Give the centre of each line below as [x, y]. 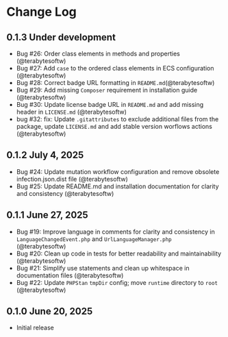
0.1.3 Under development [61, 37]
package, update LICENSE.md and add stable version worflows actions [114, 126]
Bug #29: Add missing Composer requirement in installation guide [107, 90]
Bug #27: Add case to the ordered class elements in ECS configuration [115, 68]
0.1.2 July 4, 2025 [45, 155]
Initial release [35, 328]
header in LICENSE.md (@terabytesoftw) [72, 112]
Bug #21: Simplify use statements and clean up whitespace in [103, 268]
